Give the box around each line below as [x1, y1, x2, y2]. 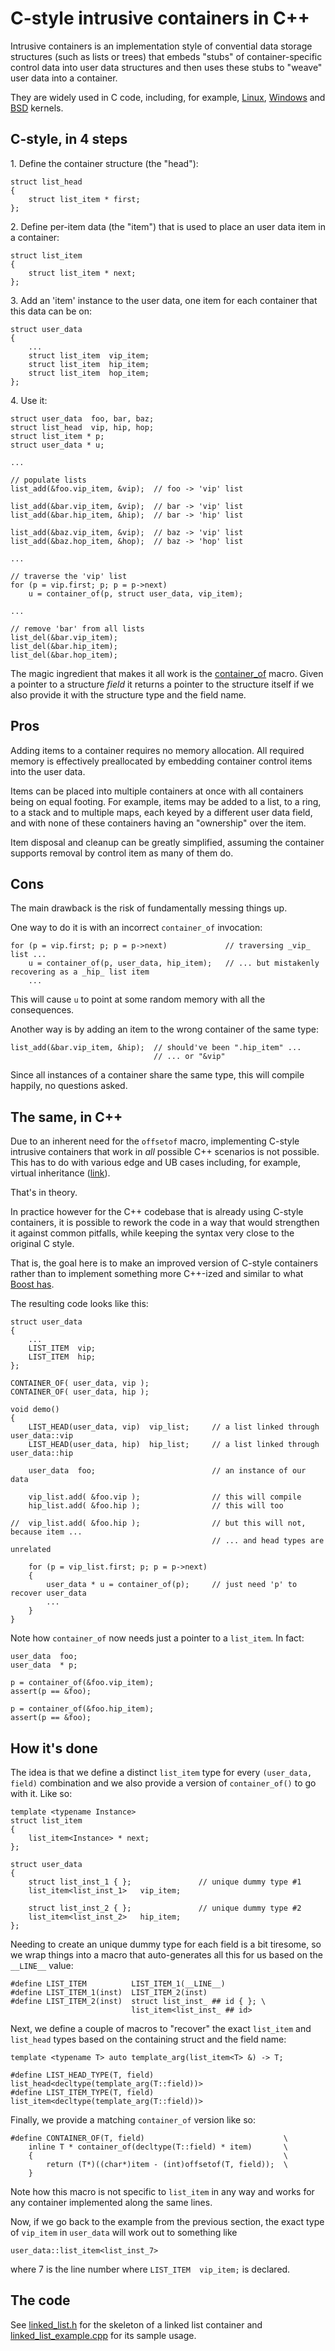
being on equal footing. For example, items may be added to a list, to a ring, [10, 795, 322, 807]
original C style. [10, 1238, 75, 1250]
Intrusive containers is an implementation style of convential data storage [10, 40, 313, 52]
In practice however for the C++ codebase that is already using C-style [10, 1206, 304, 1218]
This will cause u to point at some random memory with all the [10, 993, 266, 1006]
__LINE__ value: [10, 1960, 74, 1971]
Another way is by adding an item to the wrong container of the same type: [10, 1023, 319, 1036]
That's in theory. [10, 1187, 78, 1199]
